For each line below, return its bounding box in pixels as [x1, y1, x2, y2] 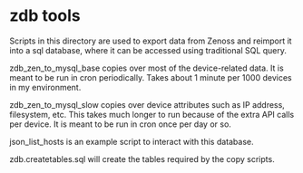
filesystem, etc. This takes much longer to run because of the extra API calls [9, 109, 295, 120]
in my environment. [9, 82, 82, 92]
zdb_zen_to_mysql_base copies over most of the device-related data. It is [9, 62, 284, 73]
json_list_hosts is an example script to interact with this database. [9, 136, 254, 147]
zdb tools [9, 5, 82, 26]
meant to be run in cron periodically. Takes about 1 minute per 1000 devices [9, 72, 292, 82]
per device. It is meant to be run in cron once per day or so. [9, 119, 231, 130]
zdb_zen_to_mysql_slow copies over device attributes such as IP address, [9, 99, 286, 110]
